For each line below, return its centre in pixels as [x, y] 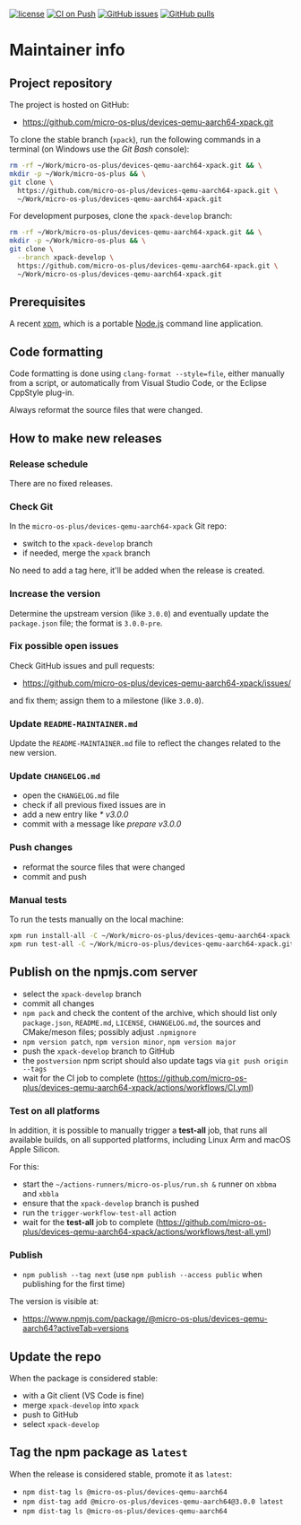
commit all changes [58, 1003]
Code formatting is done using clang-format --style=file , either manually [147, 373]
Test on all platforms [55, 1110]
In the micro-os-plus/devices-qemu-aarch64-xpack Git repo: [118, 526]
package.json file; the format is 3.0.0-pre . [86, 623]
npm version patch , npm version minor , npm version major [129, 1041]
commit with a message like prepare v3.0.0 [102, 824]
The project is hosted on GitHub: [69, 105]
